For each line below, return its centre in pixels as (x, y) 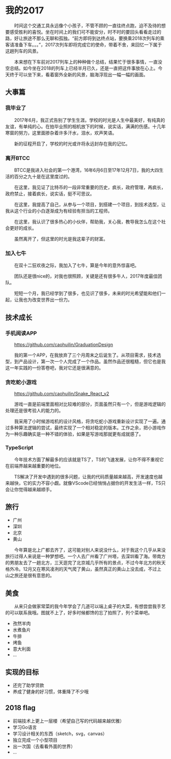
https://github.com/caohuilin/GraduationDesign (64, 344)
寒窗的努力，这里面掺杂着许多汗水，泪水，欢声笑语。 (61, 132)
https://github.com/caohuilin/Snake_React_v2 (62, 394)
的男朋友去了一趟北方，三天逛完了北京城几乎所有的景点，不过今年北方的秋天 (85, 563)
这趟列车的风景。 (23, 51)
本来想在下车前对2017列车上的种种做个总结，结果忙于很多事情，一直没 (88, 62)
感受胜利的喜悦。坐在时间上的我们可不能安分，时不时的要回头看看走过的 (85, 32)
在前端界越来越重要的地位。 (34, 466)
